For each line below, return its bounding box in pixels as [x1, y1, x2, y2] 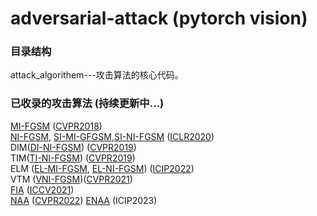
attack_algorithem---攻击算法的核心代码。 [10, 69, 184, 81]
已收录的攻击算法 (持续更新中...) [10, 97, 165, 111]
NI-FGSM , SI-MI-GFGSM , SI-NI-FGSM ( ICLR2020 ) [10, 130, 215, 142]
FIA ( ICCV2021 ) [10, 183, 75, 196]
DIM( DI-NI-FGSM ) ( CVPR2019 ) [10, 141, 137, 153]
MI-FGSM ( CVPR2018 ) [10, 120, 103, 132]
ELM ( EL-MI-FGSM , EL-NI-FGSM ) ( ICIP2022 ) [10, 162, 195, 174]
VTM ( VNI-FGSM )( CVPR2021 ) [10, 173, 133, 185]
